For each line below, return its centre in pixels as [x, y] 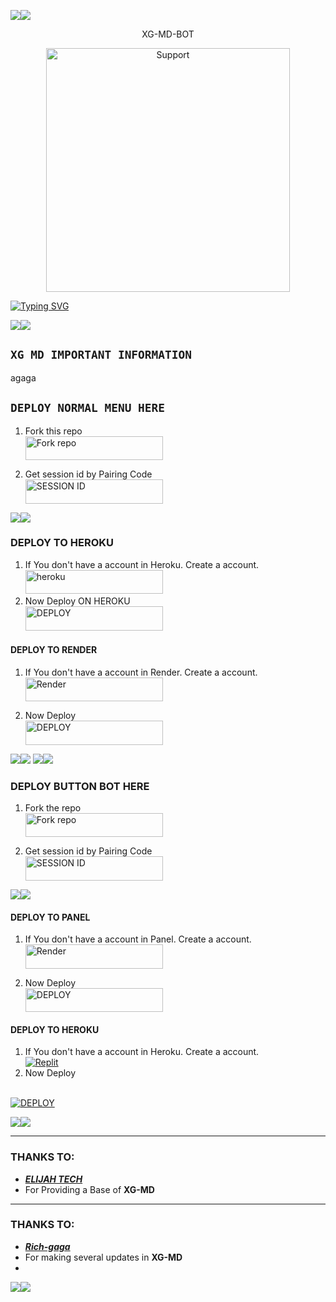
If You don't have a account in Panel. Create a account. [138, 939]
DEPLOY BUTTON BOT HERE [80, 786]
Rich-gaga [47, 1246]
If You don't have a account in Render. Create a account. [141, 672]
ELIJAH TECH [53, 1179]
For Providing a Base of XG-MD [89, 1189]
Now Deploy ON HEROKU [77, 601]
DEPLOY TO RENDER [54, 650]
